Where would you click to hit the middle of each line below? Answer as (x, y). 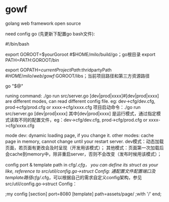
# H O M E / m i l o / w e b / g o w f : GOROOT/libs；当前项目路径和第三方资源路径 (78, 76)
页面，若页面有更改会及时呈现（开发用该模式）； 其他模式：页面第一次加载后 (85, 147)
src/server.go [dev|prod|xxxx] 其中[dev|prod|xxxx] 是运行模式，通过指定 (81, 113)
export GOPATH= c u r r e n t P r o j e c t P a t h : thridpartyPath (59, 70)
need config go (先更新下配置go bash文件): (50, 33)
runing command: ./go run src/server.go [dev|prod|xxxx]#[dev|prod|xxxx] (82, 96)
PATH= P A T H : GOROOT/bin (32, 60)
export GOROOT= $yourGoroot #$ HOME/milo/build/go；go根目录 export (80, 54)
